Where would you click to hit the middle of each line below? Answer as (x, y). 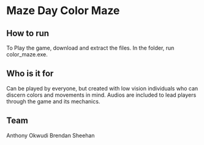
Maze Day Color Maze (63, 11)
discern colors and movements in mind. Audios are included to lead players (101, 95)
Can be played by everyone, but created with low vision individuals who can (102, 88)
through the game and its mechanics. (53, 101)
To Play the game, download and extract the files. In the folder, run (90, 48)
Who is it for (30, 74)
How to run (28, 33)
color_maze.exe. (27, 54)
